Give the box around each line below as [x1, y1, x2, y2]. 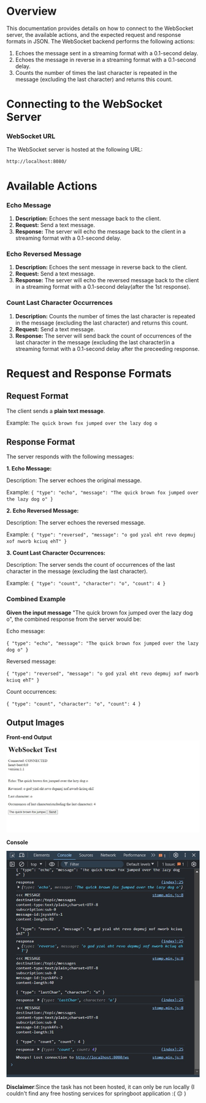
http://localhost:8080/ [6, 158, 67, 165]
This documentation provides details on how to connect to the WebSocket [6, 25, 194, 32]
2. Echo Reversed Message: [6, 507, 79, 515]
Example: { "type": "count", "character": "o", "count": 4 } [6, 580, 166, 587]
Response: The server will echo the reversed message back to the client [15, 277, 199, 284]
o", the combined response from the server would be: [6, 615, 142, 623]
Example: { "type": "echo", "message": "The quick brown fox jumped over [6, 489, 199, 496]
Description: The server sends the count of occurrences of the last [6, 561, 175, 569]
